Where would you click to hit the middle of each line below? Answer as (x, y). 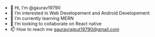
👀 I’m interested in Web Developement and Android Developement (80, 13)
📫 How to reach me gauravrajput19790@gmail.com (64, 29)
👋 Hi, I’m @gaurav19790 (35, 8)
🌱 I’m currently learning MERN (42, 18)
